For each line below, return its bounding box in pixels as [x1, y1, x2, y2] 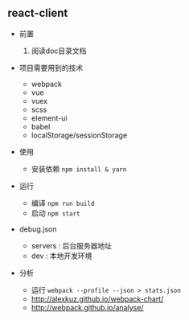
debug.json [18, 224, 57, 234]
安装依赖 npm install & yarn [31, 164, 127, 174]
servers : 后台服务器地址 [31, 240, 112, 250]
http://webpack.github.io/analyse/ [31, 302, 144, 312]
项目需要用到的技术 [18, 63, 84, 72]
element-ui [31, 113, 68, 123]
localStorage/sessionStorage [31, 130, 128, 140]
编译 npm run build [31, 198, 95, 207]
